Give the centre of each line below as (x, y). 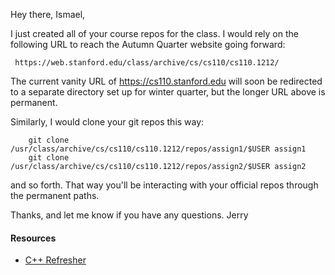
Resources (33, 238)
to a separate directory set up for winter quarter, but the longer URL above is (168, 92)
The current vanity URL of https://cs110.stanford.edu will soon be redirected (166, 81)
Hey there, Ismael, (48, 14)
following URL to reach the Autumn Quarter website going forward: (148, 44)
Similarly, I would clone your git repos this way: (107, 122)
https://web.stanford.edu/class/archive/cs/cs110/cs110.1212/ (147, 63)
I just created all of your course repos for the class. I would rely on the (154, 33)
